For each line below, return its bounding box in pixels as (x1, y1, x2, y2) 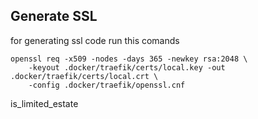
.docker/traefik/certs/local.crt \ (10, 71, 159, 81)
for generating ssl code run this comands (10, 34, 180, 46)
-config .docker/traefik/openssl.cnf (28, 80, 186, 90)
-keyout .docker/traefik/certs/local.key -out (28, 62, 226, 73)
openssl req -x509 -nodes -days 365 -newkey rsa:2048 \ (10, 54, 248, 64)
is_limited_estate (10, 97, 79, 109)
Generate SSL (10, 8, 98, 25)
